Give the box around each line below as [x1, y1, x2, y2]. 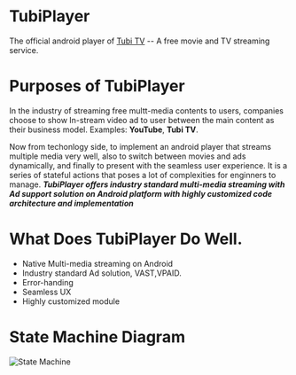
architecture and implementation [9, 198, 135, 208]
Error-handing [21, 277, 74, 287]
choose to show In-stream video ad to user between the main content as [9, 114, 275, 125]
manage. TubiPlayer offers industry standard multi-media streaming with [9, 179, 285, 190]
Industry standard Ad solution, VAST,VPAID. [21, 268, 182, 278]
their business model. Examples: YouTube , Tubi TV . [9, 124, 199, 135]
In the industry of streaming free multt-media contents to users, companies [9, 105, 284, 116]
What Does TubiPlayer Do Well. [9, 229, 243, 249]
